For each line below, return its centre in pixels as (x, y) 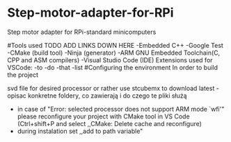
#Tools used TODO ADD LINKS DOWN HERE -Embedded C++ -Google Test (115, 45)
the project (23, 75)
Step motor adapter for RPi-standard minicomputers (82, 32)
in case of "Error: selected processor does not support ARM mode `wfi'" (121, 109)
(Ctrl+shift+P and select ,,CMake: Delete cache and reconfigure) (109, 123)
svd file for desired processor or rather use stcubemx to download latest (111, 88)
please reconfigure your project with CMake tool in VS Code (103, 116)
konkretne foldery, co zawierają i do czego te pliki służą (107, 96)
